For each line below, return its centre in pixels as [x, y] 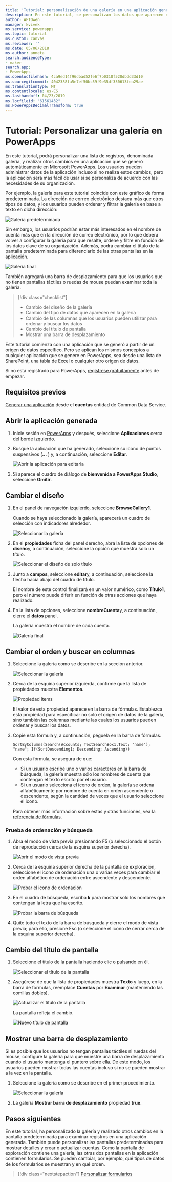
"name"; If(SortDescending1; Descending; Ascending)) [71, 750]
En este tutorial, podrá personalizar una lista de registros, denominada [79, 156]
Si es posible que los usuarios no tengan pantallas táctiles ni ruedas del [81, 1051]
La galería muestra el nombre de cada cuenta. [61, 625]
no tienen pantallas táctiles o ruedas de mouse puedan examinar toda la [81, 282]
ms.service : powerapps [29, 29]
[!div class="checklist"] [42, 298]
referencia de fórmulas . [37, 817]
